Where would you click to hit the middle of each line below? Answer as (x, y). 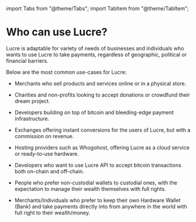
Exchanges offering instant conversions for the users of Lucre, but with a (102, 130)
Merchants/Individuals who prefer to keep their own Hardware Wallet (97, 200)
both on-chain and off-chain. (49, 171)
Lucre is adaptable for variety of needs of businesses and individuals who (95, 48)
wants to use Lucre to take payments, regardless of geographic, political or (97, 54)
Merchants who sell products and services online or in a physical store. (100, 83)
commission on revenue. (44, 136)
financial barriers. (27, 60)
